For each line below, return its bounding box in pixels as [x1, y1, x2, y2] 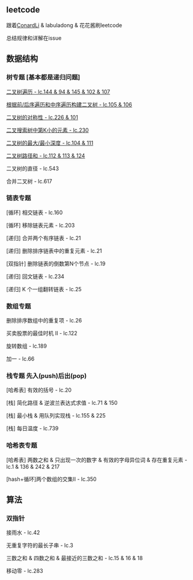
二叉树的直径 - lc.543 [6, 165, 59, 172]
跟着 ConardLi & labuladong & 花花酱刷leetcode [6, 21, 122, 29]
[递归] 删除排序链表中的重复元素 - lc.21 [6, 247, 102, 255]
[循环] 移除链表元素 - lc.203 [6, 221, 75, 229]
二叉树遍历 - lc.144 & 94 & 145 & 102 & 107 [6, 88, 110, 95]
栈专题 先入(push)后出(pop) [6, 372, 87, 380]
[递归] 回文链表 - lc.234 [6, 273, 65, 280]
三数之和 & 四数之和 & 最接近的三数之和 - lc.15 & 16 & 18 [6, 555, 143, 562]
